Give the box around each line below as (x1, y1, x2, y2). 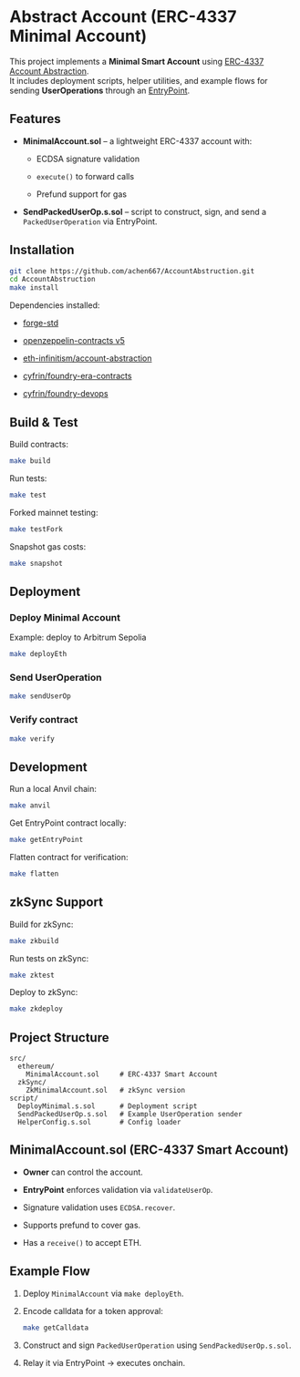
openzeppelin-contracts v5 (22, 335, 126, 346)
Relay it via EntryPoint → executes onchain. (22, 1357, 186, 1368)
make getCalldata (22, 1323, 89, 1332)
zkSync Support (9, 895, 103, 910)
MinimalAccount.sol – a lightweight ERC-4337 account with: (22, 135, 253, 147)
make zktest (9, 971, 55, 980)
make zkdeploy (9, 1004, 64, 1013)
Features (9, 111, 61, 127)
